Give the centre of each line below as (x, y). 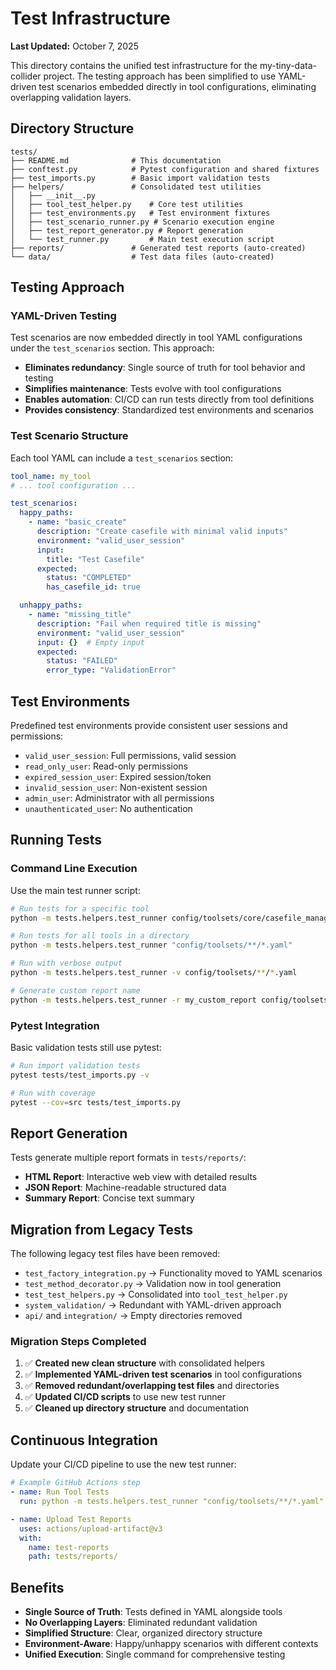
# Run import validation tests (75, 1066)
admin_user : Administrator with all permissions (119, 798)
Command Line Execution (74, 869)
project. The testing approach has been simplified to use (160, 76)
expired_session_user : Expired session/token (118, 777)
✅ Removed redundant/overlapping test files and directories (152, 1386)
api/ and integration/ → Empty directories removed (133, 1316)
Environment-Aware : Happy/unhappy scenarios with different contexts (171, 1644)
